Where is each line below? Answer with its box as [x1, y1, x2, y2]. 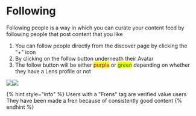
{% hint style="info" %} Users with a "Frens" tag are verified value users [6, 90, 187, 97]
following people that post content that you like [6, 30, 123, 37]
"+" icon [14, 48, 36, 55]
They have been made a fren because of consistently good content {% [6, 97, 183, 104]
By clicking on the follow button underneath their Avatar [14, 55, 154, 62]
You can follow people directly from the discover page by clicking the [14, 42, 188, 49]
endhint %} [6, 103, 34, 111]
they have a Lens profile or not [14, 67, 92, 75]
